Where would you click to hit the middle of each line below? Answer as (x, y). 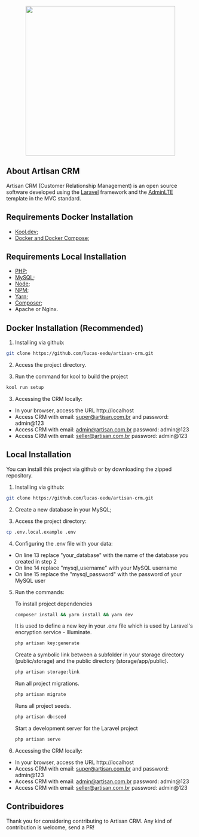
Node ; (22, 284)
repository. (19, 475)
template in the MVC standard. (44, 198)
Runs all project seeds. (43, 706)
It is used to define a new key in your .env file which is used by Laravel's (104, 626)
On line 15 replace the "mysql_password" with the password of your (98, 574)
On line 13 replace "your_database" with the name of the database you (102, 555)
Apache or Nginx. (36, 309)
